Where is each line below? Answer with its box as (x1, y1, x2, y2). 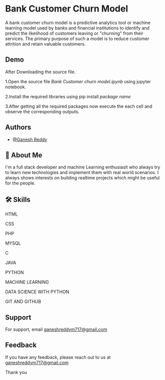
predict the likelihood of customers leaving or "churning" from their (5, 30, 143, 36)
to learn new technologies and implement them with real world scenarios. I (5, 169, 159, 175)
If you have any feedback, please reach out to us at (5, 354, 111, 360)
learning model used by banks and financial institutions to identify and (5, 25, 150, 31)
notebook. (5, 84, 26, 90)
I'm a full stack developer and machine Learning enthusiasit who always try (5, 164, 160, 170)
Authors (5, 123, 31, 132)
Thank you (5, 369, 27, 375)
